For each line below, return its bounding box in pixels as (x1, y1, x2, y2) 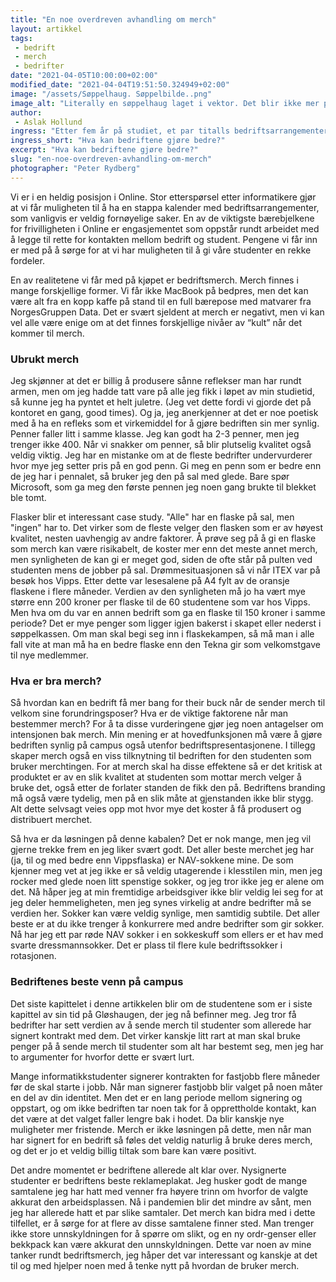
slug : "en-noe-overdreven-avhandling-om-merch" (10, 154, 213, 164)
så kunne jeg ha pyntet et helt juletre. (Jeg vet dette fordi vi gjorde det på (10, 396, 312, 408)
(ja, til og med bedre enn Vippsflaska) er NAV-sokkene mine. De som (10, 854, 294, 866)
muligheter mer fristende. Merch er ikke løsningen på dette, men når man (10, 1123, 312, 1135)
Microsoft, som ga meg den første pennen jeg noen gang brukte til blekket (10, 481, 317, 493)
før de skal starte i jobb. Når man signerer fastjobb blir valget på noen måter (10, 1081, 323, 1093)
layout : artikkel (10, 24, 83, 34)
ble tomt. (10, 491, 47, 503)
